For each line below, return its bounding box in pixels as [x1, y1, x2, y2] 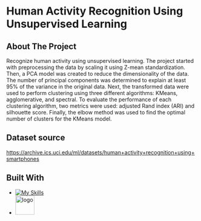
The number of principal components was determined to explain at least [6, 77, 186, 84]
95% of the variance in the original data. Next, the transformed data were [6, 83, 189, 90]
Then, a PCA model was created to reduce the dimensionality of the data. [6, 70, 189, 77]
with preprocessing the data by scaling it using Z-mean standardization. [6, 64, 186, 71]
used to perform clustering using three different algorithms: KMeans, [6, 90, 178, 96]
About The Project [6, 41, 77, 51]
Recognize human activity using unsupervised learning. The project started [6, 58, 194, 64]
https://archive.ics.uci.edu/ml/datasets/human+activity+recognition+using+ [6, 148, 195, 156]
